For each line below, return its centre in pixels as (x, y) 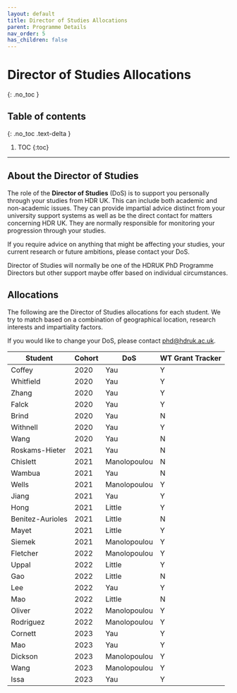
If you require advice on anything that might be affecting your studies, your (116, 244)
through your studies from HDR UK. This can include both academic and (112, 200)
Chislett (24, 461)
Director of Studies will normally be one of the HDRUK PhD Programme (110, 265)
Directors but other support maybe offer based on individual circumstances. (117, 273)
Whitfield (26, 381)
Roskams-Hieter (38, 450)
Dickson (24, 656)
